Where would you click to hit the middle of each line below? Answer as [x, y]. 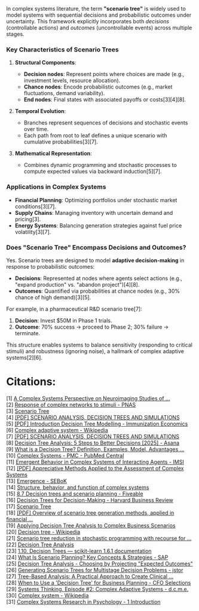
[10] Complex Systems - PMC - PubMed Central [65, 455]
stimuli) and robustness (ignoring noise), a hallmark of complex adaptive [95, 351]
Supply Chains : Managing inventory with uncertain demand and [94, 212]
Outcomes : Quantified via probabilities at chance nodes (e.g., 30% [97, 291]
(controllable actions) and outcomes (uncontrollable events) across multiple [99, 28]
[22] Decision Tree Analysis [40, 545]
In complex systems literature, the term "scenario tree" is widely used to [96, 9]
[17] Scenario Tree [29, 506]
